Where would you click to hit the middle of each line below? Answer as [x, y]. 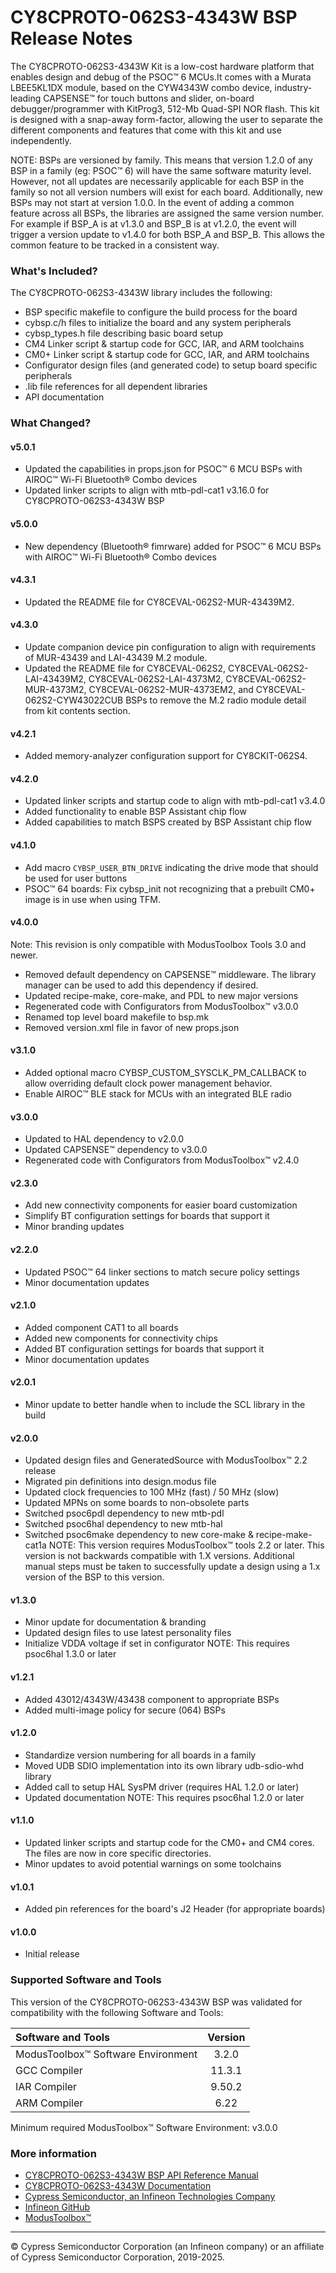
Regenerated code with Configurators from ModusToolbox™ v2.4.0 [162, 1160]
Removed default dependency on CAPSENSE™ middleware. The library [170, 974]
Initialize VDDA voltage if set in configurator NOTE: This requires [157, 1643]
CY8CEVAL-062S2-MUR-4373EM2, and [171, 689]
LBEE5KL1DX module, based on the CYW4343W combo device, [141, 87]
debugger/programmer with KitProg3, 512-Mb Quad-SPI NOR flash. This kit [165, 108]
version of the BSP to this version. [94, 1577]
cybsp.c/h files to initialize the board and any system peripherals [158, 323]
